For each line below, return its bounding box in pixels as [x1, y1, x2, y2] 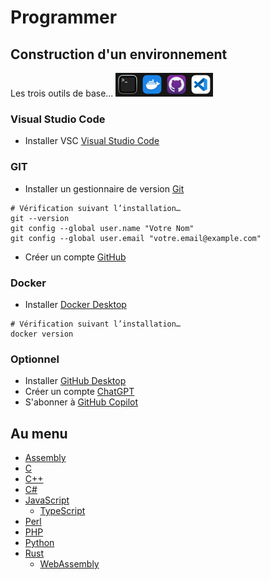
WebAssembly [39, 558, 100, 570]
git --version [10, 213, 70, 223]
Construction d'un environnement [10, 46, 228, 63]
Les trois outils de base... [10, 87, 114, 99]
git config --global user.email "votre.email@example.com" [10, 233, 262, 243]
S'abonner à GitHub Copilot [24, 396, 139, 408]
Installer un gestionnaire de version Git [24, 182, 185, 195]
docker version [10, 329, 74, 339]
